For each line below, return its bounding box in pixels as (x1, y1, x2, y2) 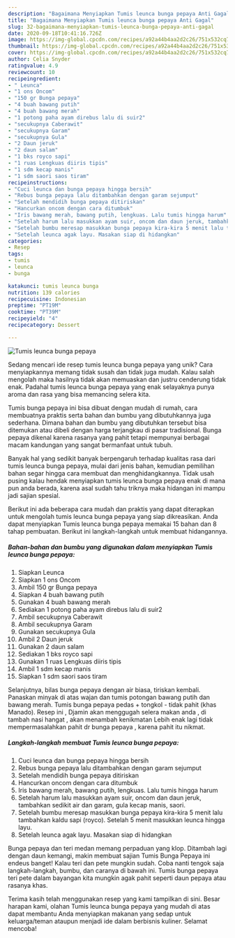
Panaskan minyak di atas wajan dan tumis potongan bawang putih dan (8, 693, 211, 701)
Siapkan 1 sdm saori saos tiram (17, 672, 107, 680)
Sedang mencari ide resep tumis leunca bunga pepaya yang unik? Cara (8, 360, 213, 369)
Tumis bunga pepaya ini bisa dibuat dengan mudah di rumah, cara (8, 403, 198, 412)
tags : (8, 251, 24, 258)
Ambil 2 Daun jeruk (17, 635, 73, 643)
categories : (8, 237, 43, 244)
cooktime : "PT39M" (8, 309, 61, 316)
